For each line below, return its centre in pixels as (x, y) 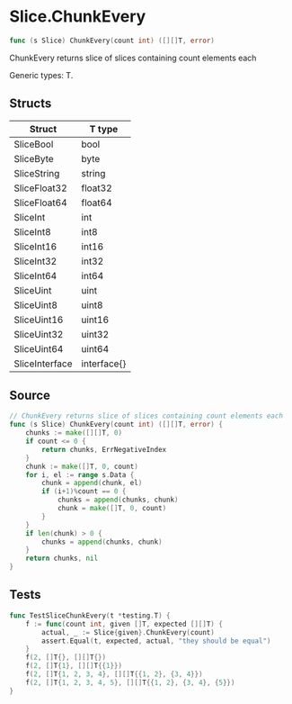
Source (30, 396)
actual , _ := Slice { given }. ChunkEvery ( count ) (128, 632)
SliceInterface (44, 364)
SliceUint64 (39, 348)
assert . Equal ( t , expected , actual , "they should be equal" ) (156, 641)
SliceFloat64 (40, 203)
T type (104, 129)
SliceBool (34, 144)
